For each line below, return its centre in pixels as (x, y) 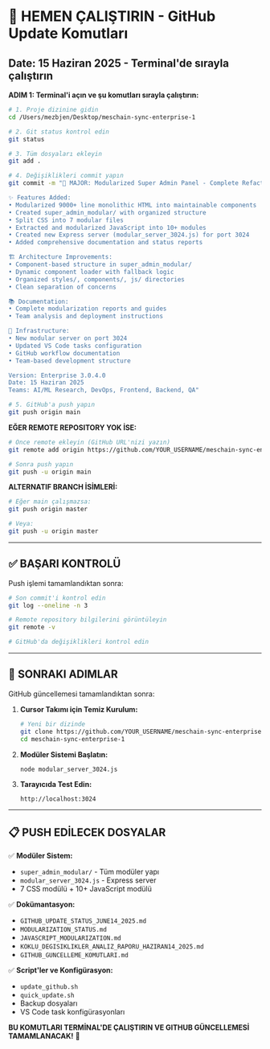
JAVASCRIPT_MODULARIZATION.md (71, 938)
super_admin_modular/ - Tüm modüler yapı (89, 872)
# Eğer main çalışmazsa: (50, 502)
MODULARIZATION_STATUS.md (63, 930)
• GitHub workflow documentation (64, 353)
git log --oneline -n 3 (48, 605)
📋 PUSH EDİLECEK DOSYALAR (87, 832)
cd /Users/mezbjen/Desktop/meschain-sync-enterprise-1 (102, 117)
